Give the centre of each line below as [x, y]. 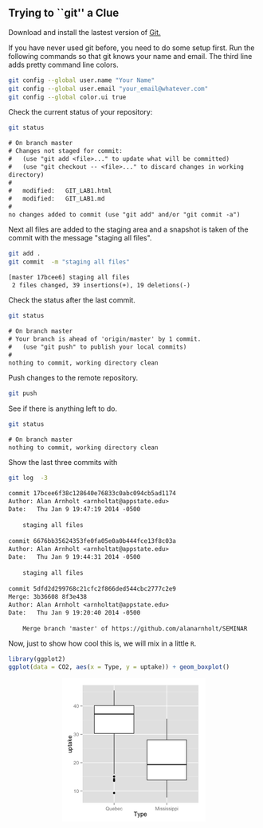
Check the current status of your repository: [80, 112]
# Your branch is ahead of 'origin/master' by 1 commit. [105, 339]
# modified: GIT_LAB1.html [60, 191]
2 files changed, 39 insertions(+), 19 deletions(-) [101, 286]
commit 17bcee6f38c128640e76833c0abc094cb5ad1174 [92, 493]
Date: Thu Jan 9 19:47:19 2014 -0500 [75, 509]
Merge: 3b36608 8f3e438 [48, 596]
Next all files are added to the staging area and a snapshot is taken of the [128, 229]
